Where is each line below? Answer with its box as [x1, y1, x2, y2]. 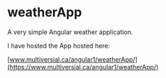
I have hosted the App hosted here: [7, 41, 111, 50]
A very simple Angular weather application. [7, 28, 133, 36]
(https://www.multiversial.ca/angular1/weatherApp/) [7, 62, 159, 71]
